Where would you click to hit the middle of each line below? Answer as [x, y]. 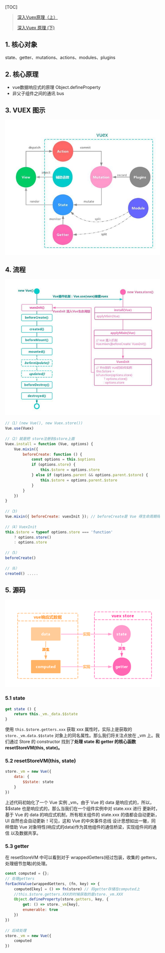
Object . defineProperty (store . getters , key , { [61, 899]
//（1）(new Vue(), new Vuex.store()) [44, 423]
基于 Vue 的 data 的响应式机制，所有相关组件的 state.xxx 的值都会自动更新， [82, 814]
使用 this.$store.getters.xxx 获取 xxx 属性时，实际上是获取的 [69, 729]
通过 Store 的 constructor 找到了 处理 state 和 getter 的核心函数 [73, 742]
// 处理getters [20, 879]
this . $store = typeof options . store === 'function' [59, 532]
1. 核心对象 [21, 44]
